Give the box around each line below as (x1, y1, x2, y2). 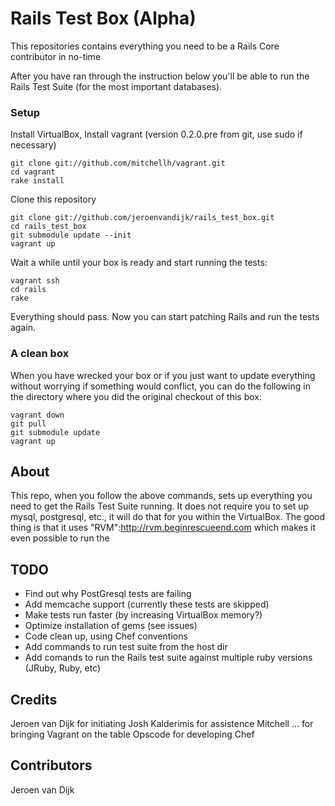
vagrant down (10, 410, 65, 420)
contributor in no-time (10, 50, 102, 62)
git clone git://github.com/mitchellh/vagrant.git (10, 158, 226, 169)
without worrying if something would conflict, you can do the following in (10, 380, 311, 392)
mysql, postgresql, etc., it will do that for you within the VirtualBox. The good (10, 511, 326, 523)
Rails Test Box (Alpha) (10, 7, 197, 30)
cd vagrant (10, 167, 56, 177)
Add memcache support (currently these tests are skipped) (24, 598, 270, 611)
